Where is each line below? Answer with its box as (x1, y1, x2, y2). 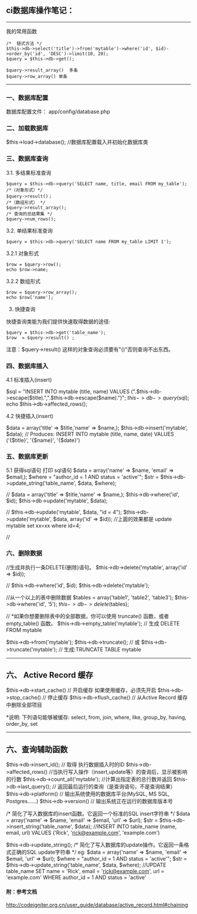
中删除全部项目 (6, 701, 42, 708)
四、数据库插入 (6, 362, 49, 370)
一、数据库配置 (6, 93, 49, 101)
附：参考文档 (6, 888, 37, 895)
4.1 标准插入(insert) (6, 376, 52, 383)
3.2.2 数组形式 (6, 277, 41, 284)
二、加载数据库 (6, 124, 49, 132)
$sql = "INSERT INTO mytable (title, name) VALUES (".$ (6, 388, 140, 395)
